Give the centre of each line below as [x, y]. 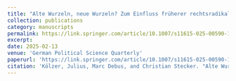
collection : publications [45, 20]
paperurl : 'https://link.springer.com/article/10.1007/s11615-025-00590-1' [120, 60]
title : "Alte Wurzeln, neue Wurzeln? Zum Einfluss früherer [97, 14]
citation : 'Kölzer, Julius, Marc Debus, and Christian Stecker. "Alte [113, 66]
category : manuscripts [40, 27]
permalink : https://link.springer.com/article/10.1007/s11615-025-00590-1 [119, 33]
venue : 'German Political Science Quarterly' [75, 54]
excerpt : [20, 40]
